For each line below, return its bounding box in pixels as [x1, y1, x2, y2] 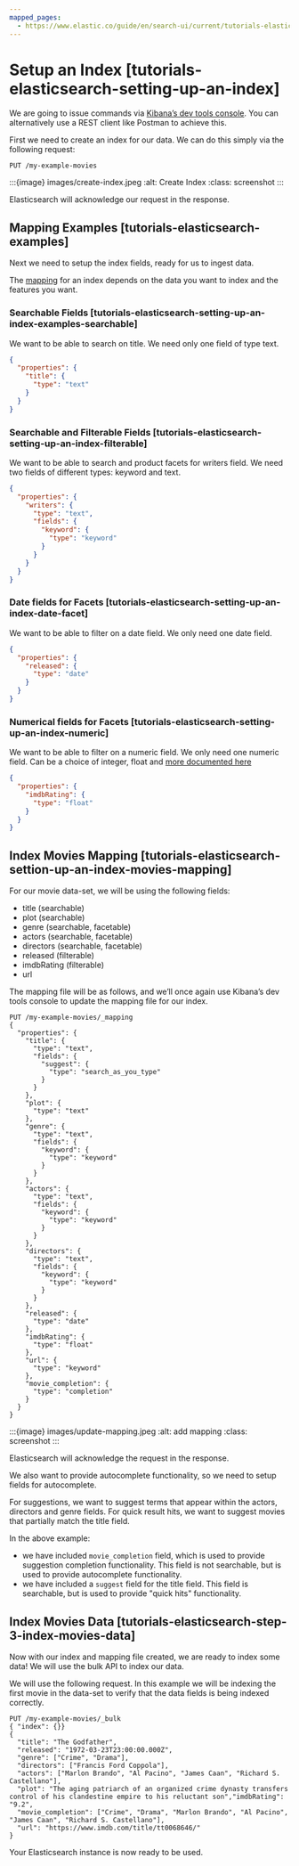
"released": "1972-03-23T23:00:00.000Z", [17, 1745, 174, 1755]
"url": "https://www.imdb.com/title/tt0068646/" [17, 1823, 201, 1832]
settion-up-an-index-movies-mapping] [9, 861, 232, 877]
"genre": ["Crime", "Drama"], [17, 1753, 129, 1762]
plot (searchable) [21, 912, 85, 923]
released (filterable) [21, 950, 95, 961]
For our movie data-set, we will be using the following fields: [9, 885, 230, 896]
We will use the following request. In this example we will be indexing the [9, 1678, 277, 1689]
